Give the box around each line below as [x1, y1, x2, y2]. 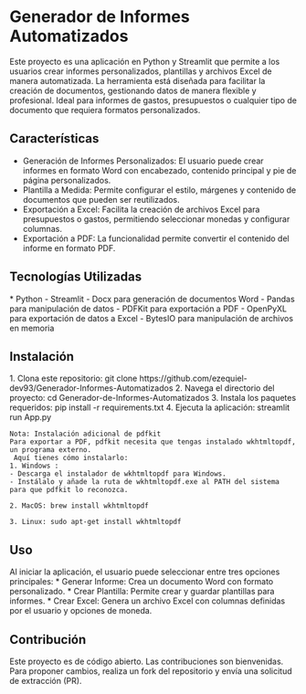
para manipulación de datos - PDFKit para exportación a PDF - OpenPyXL [9, 303, 288, 314]
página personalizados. [22, 174, 111, 185]
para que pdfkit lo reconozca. [9, 486, 129, 495]
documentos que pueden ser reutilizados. [22, 194, 180, 205]
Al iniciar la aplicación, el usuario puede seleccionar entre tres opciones [9, 566, 280, 577]
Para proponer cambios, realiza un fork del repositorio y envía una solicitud [9, 666, 292, 677]
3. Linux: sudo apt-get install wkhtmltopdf [9, 518, 182, 527]
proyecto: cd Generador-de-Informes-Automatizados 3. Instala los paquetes [9, 393, 297, 404]
